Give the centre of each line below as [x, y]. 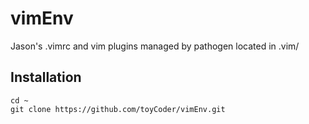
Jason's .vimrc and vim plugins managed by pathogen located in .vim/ [155, 46]
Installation [46, 77]
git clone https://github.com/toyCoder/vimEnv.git [118, 109]
